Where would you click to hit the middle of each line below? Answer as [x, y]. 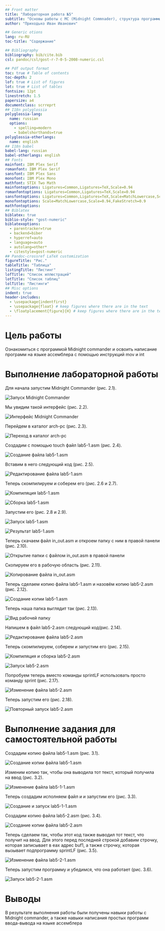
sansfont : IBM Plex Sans [30, 174]
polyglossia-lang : [24, 114]
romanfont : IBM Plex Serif [33, 169]
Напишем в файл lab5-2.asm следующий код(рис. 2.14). [63, 627]
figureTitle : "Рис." [26, 261]
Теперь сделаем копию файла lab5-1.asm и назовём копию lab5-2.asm [79, 584]
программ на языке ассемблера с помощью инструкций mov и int [75, 354]
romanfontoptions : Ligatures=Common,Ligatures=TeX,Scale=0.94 [70, 192]
